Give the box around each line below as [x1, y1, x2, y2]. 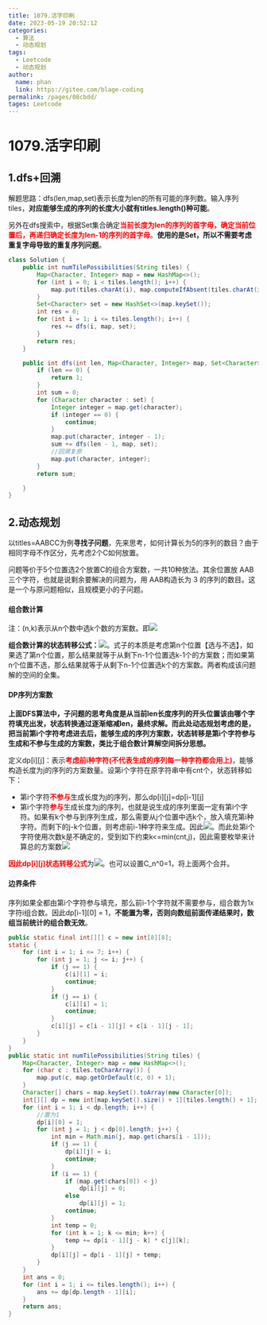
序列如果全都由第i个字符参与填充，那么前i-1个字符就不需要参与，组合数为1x [8, 898, 254, 907]
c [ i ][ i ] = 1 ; [64, 1000, 109, 1008]
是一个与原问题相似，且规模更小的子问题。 [8, 585, 148, 594]
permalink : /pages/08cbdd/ [8, 93, 98, 101]
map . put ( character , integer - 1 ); [50, 433, 165, 441]
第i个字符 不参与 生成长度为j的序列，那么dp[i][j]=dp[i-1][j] [19, 792, 204, 802]
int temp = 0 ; [50, 1221, 98, 1230]
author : [8, 71, 34, 79]
